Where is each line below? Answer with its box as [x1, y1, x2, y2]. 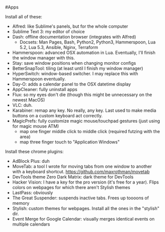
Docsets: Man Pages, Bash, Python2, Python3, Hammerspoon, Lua [19, 39, 156, 45]
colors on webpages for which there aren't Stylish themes [12, 185, 130, 190]
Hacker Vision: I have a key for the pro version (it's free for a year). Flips [12, 179, 159, 185]
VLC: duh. [12, 102, 33, 108]
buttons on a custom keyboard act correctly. [12, 113, 103, 118]
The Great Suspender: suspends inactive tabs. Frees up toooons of [12, 195, 149, 201]
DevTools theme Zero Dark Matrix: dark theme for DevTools [12, 174, 134, 180]
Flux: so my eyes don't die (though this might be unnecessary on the [12, 92, 152, 97]
